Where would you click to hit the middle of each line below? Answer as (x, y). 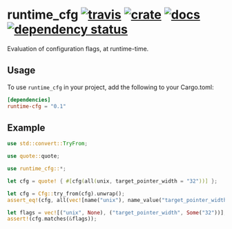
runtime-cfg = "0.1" (37, 106)
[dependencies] (29, 100)
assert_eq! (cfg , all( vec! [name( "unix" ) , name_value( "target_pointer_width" (118, 200)
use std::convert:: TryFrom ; (48, 144)
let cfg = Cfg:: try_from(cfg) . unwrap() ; (66, 194)
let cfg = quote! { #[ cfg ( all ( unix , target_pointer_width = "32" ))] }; (113, 181)
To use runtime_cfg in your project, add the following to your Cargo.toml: (110, 87)
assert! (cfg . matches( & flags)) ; (52, 219)
